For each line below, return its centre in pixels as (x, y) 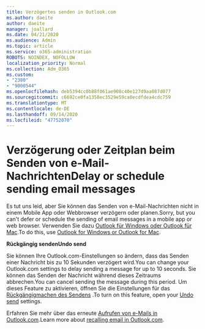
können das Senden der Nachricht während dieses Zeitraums (84, 275)
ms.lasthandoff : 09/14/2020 (42, 114)
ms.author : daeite (30, 18)
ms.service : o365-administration (49, 52)
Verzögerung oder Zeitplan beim (91, 150)
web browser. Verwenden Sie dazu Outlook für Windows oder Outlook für (99, 226)
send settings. (24, 301)
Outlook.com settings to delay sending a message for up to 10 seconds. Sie (101, 269)
